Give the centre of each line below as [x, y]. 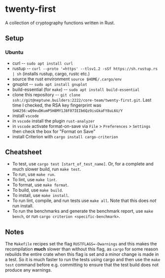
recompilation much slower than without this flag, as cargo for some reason [82, 249]
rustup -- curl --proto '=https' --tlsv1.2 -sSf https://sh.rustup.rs [85, 68]
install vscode [26, 116]
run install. [23, 206]
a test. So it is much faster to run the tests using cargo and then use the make [83, 260]
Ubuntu [14, 52]
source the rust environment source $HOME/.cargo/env [67, 79]
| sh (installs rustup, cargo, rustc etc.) [51, 74]
